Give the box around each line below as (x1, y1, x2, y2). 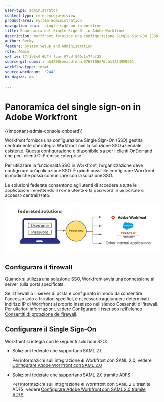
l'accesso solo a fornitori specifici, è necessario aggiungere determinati (5, 295, 149, 302)
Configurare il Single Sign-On (5, 325, 97, 334)
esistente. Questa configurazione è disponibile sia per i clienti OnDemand (5, 148, 153, 153)
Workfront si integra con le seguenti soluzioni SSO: (5, 338, 107, 344)
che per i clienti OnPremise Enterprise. (5, 153, 82, 158)
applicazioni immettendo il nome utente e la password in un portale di (5, 187, 145, 193)
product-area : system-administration (5, 18, 82, 23)
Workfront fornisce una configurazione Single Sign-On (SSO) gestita (5, 137, 143, 143)
